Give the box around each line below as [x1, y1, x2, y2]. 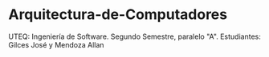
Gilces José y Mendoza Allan [8, 40, 104, 49]
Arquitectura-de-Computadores [8, 6, 227, 24]
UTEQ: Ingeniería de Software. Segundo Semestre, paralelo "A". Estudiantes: [8, 32, 261, 41]
